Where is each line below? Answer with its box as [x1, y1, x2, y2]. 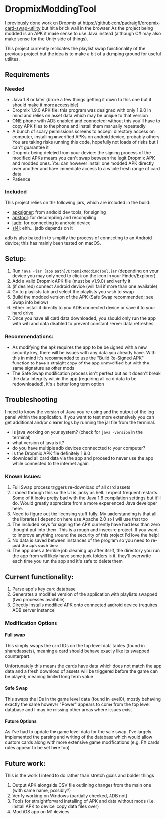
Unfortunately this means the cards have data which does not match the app [5, 663, 162, 669]
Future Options [5, 718, 37, 724]
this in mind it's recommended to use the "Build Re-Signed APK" [12, 355, 144, 361]
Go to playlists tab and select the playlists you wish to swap [12, 288, 134, 294]
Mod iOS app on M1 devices [12, 809, 70, 815]
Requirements [5, 71, 50, 79]
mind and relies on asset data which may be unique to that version [12, 112, 148, 118]
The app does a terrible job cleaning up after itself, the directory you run [12, 548, 160, 554]
